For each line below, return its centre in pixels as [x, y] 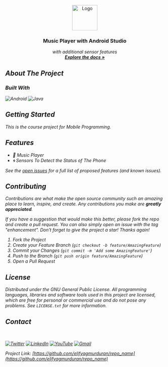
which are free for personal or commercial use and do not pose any [76, 300]
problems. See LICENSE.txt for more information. [56, 306]
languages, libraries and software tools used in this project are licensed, [80, 295]
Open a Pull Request [34, 261]
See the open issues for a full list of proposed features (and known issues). [83, 170]
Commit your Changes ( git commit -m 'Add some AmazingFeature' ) [82, 250]
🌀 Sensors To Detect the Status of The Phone [59, 160]
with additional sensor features [85, 52]
